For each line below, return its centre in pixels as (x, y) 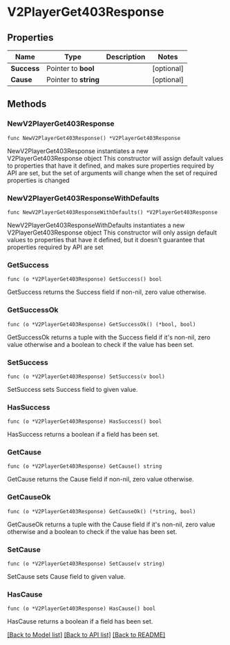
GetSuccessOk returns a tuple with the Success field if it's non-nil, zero (109, 337)
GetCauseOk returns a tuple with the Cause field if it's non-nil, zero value (111, 524)
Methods (27, 104)
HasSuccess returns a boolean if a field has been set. (83, 435)
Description (126, 57)
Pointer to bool (70, 68)
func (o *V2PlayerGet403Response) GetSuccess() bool (85, 279)
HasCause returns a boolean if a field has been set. (80, 622)
